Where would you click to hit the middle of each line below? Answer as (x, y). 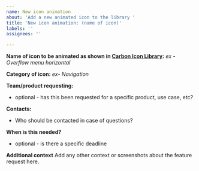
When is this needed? (34, 132)
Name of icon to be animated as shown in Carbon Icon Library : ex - (91, 56)
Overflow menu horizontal (38, 63)
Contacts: (19, 109)
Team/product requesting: (40, 86)
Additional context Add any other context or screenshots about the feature (99, 155)
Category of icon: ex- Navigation (47, 74)
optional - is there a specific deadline (61, 143)
